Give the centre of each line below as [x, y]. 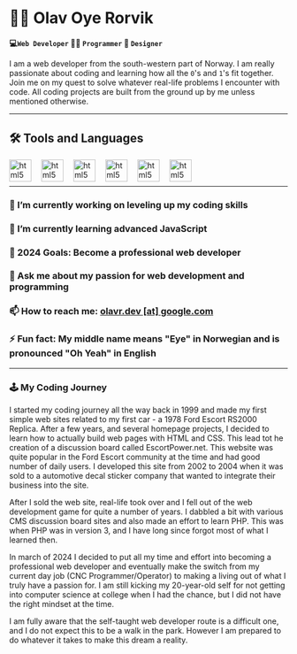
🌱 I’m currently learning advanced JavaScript [108, 228]
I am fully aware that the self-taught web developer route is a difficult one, [144, 621]
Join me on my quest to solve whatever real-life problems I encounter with [145, 82]
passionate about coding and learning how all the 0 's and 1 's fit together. [141, 73]
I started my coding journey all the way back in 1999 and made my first [138, 410]
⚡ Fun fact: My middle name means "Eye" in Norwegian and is [145, 339]
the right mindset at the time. [62, 604]
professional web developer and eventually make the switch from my [134, 566]
